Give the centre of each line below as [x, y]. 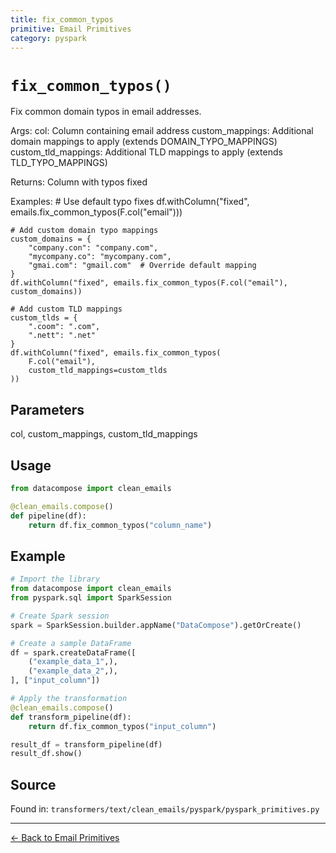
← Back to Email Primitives [65, 838]
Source [33, 784]
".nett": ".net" [62, 336]
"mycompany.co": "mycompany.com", [100, 257]
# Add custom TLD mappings [66, 309]
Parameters [47, 409]
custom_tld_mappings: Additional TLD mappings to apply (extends [146, 152]
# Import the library [55, 579]
